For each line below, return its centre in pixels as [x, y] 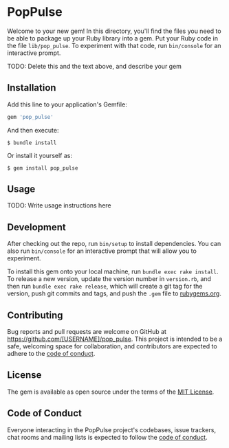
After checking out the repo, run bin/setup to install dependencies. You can [114, 244]
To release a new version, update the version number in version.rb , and [109, 279]
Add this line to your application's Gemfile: [67, 104]
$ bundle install [32, 143]
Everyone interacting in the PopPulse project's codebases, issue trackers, [112, 429]
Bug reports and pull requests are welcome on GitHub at [87, 332]
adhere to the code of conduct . [51, 354]
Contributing [35, 315]
